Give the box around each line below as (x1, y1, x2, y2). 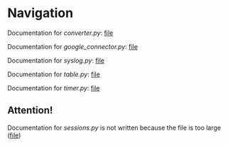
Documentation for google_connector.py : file (7, 42, 139, 51)
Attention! (7, 105, 53, 117)
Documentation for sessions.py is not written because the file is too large (7, 123, 222, 132)
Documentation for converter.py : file (7, 28, 114, 37)
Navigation (7, 5, 73, 21)
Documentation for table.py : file (7, 70, 101, 78)
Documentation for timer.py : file (7, 83, 100, 92)
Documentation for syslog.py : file (7, 56, 105, 65)
